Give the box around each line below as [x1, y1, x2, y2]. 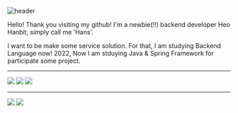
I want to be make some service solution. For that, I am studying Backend [7, 42, 222, 49]
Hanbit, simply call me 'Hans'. [7, 28, 94, 36]
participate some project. [7, 56, 81, 65]
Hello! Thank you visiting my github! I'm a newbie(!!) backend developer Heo [7, 20, 231, 28]
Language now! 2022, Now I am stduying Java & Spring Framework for [7, 49, 214, 57]
